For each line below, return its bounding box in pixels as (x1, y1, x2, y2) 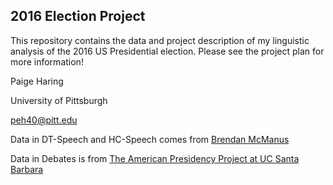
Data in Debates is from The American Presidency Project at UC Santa (10, 152, 300, 164)
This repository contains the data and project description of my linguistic (10, 34, 310, 46)
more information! (10, 55, 84, 68)
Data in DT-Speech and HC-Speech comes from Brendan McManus (10, 133, 290, 145)
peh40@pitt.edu (10, 114, 78, 126)
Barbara (10, 163, 44, 175)
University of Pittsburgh (10, 94, 108, 106)
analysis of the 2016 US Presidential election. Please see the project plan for (10, 45, 325, 57)
